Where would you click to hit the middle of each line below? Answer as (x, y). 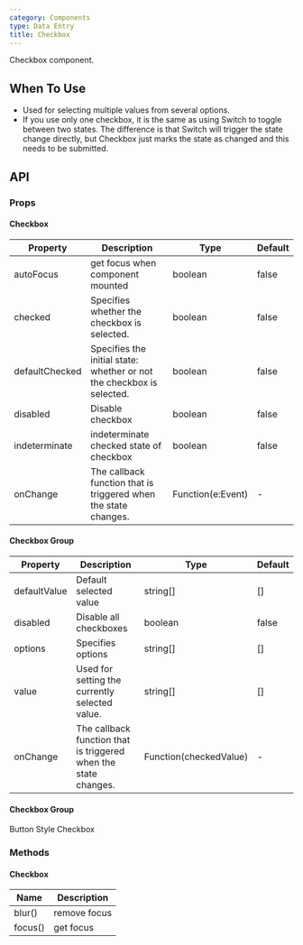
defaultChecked (48, 371)
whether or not (121, 371)
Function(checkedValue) (196, 757)
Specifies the (118, 348)
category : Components (50, 18)
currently (95, 691)
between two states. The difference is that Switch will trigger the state (153, 129)
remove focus (83, 913)
